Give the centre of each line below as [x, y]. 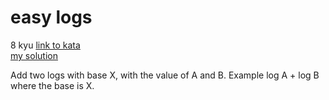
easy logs [51, 17]
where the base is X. [52, 85]
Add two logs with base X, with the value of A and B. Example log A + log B [165, 75]
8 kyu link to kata [45, 45]
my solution [34, 55]
